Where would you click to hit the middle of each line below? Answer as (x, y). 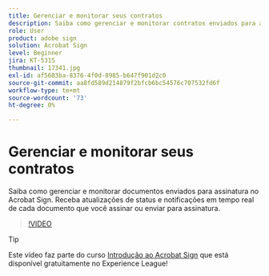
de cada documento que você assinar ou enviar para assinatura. (114, 209)
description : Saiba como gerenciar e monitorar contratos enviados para (132, 23)
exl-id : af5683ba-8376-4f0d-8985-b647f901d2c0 (87, 75)
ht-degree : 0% (32, 105)
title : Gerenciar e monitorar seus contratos (85, 16)
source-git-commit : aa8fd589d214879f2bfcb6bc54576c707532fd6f (114, 83)
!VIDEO (40, 224)
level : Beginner (35, 53)
